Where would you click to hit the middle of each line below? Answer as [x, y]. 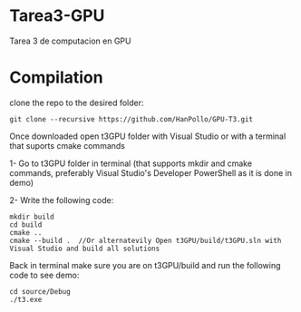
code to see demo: [44, 275]
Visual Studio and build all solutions [85, 249]
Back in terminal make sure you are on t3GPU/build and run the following [145, 265]
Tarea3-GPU [57, 16]
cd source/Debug [40, 291]
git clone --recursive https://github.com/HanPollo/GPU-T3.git [131, 119]
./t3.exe [26, 299]
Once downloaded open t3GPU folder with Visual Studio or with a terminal [148, 136]
